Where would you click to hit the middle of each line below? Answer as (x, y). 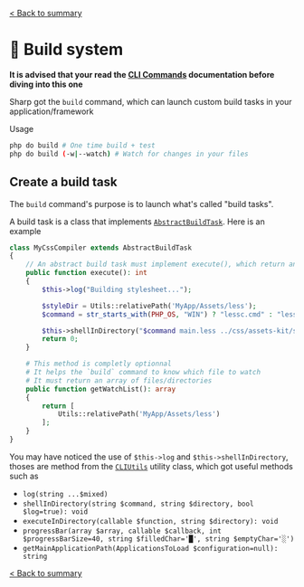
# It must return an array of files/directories (119, 380)
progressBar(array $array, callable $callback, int (122, 531)
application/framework (52, 111)
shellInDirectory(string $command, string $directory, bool (138, 504)
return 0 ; (60, 339)
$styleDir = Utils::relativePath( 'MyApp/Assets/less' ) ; (149, 306)
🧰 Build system (66, 50)
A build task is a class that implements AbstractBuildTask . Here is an (137, 222)
